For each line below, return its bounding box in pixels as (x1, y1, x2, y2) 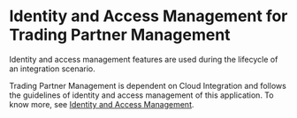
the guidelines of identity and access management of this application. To (9, 90, 274, 100)
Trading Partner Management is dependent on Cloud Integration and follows (9, 80, 287, 91)
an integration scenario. (9, 63, 95, 74)
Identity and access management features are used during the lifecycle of (9, 54, 278, 64)
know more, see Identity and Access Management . (9, 99, 194, 109)
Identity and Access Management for (9, 6, 288, 26)
